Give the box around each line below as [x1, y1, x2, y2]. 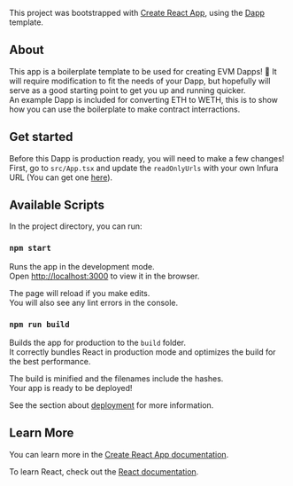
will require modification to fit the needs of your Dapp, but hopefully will [9, 75, 271, 86]
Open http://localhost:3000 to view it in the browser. [9, 270, 200, 281]
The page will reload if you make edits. [9, 287, 150, 298]
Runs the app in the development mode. [9, 261, 155, 271]
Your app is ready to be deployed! [9, 383, 133, 394]
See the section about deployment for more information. [9, 400, 214, 411]
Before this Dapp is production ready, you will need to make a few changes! [9, 153, 285, 163]
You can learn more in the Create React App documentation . [9, 449, 229, 459]
